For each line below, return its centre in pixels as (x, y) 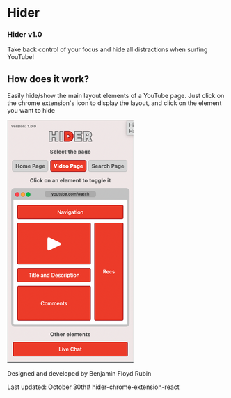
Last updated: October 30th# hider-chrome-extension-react (93, 387)
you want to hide (31, 111)
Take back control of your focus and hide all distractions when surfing (107, 49)
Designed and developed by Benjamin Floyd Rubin (79, 374)
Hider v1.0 (25, 35)
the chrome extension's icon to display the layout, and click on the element (114, 103)
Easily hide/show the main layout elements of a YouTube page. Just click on (116, 96)
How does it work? (48, 79)
